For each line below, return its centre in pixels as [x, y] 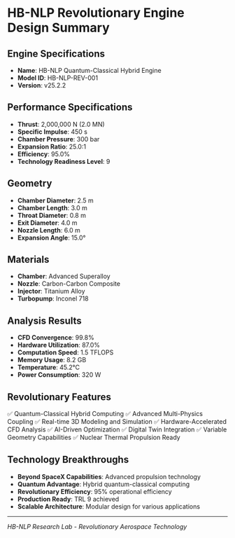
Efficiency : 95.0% [44, 154]
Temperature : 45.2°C [49, 367]
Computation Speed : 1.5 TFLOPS [65, 352]
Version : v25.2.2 [42, 85]
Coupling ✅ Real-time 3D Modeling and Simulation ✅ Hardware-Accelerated [117, 422]
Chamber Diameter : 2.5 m [55, 200]
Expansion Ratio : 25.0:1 [51, 146]
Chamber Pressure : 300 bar [58, 139]
